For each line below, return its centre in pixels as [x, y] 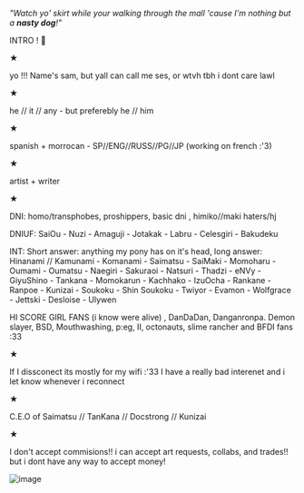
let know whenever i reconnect [67, 381]
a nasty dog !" [35, 23]
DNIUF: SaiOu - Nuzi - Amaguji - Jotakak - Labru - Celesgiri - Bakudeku [144, 234]
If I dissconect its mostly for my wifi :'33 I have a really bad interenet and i [147, 372]
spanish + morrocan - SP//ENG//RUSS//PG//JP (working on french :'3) [141, 146]
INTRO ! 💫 [28, 40]
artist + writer [35, 181]
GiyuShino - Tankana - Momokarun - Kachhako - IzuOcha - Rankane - [141, 280]
